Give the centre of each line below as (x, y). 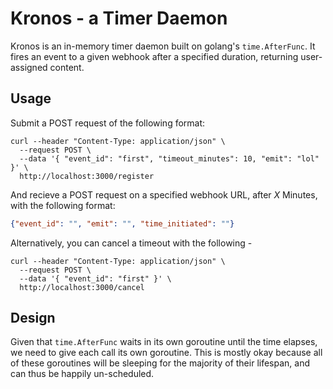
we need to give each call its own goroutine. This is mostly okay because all (166, 353)
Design (33, 318)
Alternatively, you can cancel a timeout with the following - (131, 243)
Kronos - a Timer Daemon (119, 18)
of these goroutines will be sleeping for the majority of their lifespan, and (160, 363)
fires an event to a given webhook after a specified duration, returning (154, 56)
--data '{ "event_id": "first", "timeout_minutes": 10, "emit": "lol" (169, 158)
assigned (29, 67)
